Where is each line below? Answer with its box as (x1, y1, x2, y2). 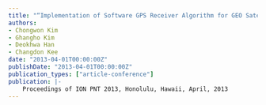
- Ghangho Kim (8, 33, 55, 42)
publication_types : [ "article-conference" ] (8, 70, 154, 78)
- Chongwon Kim (8, 26, 59, 34)
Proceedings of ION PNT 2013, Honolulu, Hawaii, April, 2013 (22, 84, 228, 93)
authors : (8, 19, 37, 27)
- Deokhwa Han (8, 41, 55, 49)
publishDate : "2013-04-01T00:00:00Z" (8, 63, 133, 71)
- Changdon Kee (8, 48, 59, 56)
